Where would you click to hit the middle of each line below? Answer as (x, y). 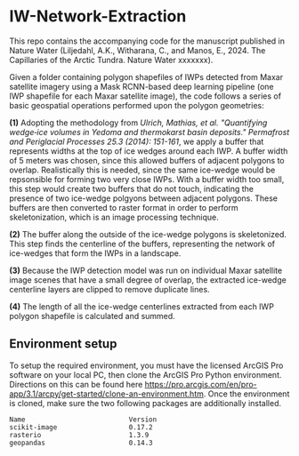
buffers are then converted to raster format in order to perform (124, 207)
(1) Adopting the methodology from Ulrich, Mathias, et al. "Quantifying (138, 123)
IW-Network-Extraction (98, 16)
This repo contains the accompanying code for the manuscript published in (147, 41)
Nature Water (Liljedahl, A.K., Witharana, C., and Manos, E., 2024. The (137, 50)
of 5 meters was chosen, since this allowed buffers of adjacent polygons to (147, 160)
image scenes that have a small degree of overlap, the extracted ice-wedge (148, 280)
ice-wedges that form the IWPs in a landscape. (95, 253)
